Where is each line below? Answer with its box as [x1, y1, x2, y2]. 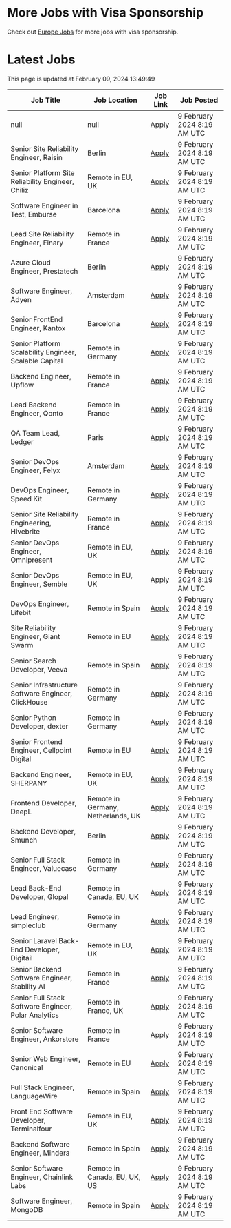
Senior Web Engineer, [10, 1054, 81, 1063]
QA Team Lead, [10, 428, 60, 438]
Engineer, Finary [10, 238, 64, 248]
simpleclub [10, 920, 46, 930]
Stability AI [10, 981, 46, 991]
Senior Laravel [10, 936, 57, 945]
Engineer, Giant [10, 632, 60, 641]
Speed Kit [10, 494, 43, 503]
